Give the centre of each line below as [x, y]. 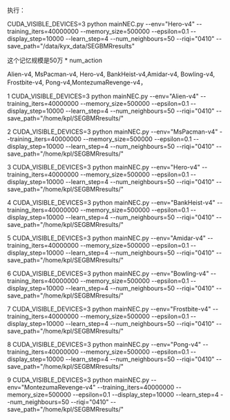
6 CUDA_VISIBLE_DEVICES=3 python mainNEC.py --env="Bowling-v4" [108, 273]
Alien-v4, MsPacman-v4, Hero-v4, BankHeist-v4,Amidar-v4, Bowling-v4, [111, 74]
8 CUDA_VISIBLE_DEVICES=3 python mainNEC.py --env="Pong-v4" [104, 344]
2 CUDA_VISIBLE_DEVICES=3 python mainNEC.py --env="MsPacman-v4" [113, 131]
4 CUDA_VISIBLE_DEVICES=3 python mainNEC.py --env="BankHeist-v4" [111, 202]
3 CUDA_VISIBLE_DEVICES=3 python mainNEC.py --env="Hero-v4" [104, 167]
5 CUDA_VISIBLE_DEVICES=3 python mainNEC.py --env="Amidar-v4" [106, 238]
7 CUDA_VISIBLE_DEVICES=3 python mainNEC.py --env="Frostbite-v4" [109, 309]
